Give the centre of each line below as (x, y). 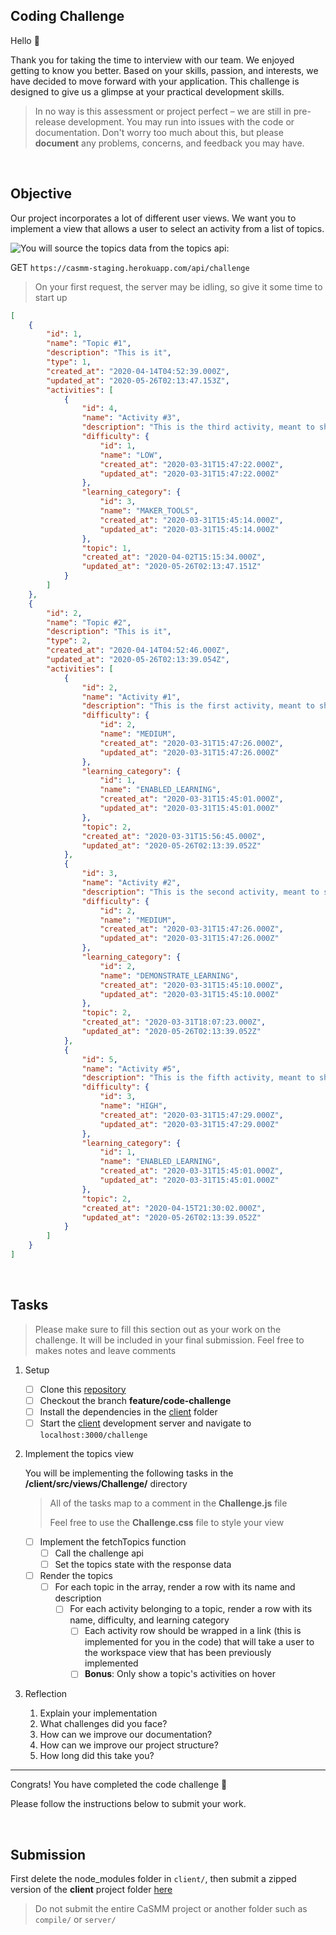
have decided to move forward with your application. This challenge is (155, 81)
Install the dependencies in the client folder (128, 1411)
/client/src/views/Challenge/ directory (106, 1483)
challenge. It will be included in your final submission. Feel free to (169, 1340)
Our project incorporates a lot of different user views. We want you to (153, 218)
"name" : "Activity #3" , (131, 418)
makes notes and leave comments (105, 1350)
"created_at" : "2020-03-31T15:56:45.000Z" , (174, 836)
